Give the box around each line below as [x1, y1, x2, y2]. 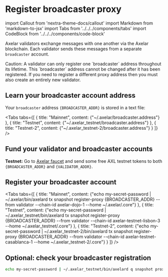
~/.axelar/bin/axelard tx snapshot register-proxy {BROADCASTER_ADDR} [5, 196, 155, 202]
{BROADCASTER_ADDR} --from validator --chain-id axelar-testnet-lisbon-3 [5, 218, 160, 224]
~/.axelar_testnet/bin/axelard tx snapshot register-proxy [5, 212, 120, 218]
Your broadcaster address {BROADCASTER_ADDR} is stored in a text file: [5, 104, 145, 111]
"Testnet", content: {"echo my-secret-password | [5, 207, 106, 213]
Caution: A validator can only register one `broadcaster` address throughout [5, 61, 161, 67]
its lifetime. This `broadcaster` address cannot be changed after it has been [5, 66, 160, 72]
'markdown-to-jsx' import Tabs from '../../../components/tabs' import [5, 25, 146, 31]
